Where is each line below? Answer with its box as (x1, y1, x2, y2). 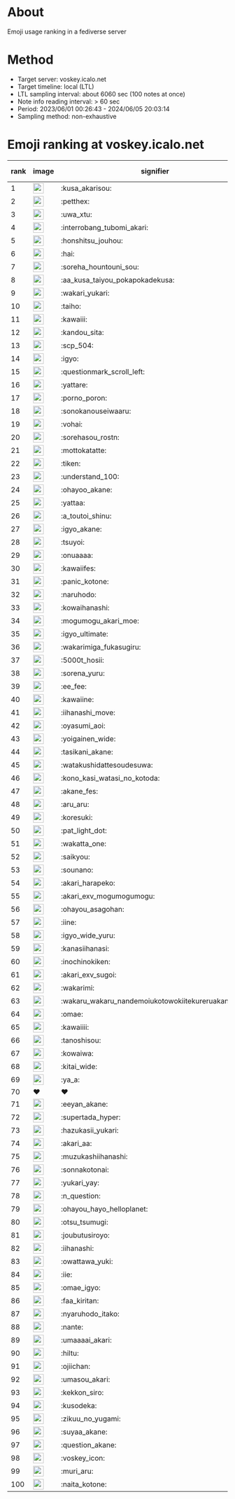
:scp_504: (60, 340, 94, 350)
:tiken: (60, 459, 81, 468)
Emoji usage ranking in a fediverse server (7, 27, 127, 36)
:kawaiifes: (60, 564, 97, 573)
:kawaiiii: (60, 1022, 90, 1032)
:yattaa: (60, 498, 85, 508)
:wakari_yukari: (60, 288, 110, 298)
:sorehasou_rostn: (60, 432, 120, 442)
